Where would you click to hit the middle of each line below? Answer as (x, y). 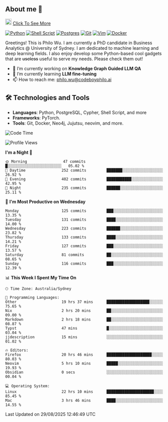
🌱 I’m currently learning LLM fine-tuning (55, 74)
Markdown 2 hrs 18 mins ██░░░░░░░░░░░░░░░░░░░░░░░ (84, 320)
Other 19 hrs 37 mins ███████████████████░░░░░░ (84, 302)
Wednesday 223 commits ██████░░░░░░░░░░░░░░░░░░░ (84, 228)
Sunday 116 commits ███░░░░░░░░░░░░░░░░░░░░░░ (84, 263)
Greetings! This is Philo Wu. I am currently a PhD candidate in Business (79, 43)
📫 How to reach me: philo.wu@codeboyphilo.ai (62, 79)
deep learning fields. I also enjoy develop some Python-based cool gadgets (83, 53)
